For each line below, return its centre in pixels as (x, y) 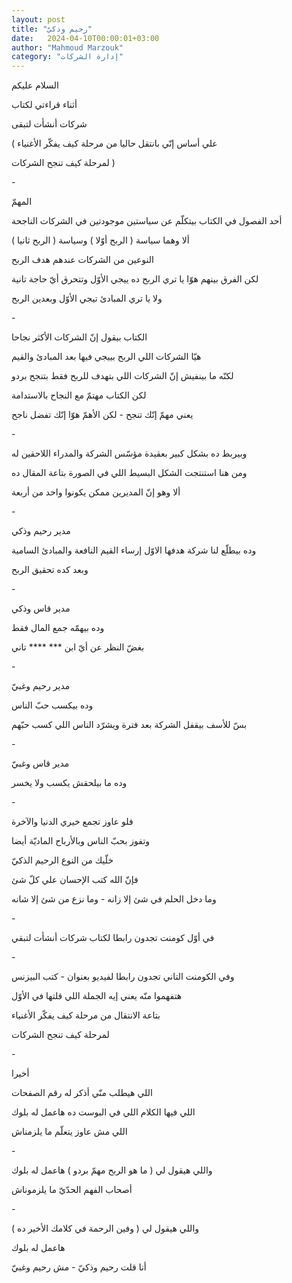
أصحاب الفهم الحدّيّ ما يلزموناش (72, 1190)
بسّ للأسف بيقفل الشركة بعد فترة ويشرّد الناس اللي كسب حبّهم (129, 725)
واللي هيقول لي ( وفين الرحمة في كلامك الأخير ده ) (105, 1228)
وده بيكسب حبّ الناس (52, 705)
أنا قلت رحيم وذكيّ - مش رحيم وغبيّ (79, 1267)
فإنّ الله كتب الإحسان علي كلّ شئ (75, 880)
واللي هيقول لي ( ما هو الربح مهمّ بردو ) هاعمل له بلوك (112, 1170)
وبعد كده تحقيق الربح (50, 570)
